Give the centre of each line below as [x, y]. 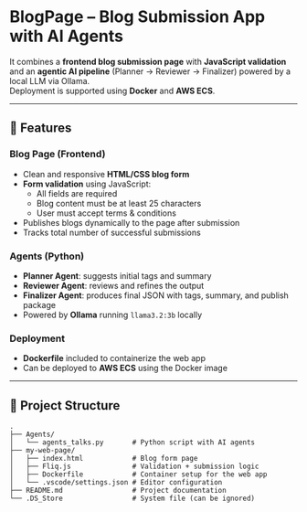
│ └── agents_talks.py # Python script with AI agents [132, 443]
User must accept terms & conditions [106, 213]
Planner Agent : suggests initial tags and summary [117, 275]
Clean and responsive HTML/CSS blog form [106, 174]
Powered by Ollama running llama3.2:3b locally [112, 315]
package [39, 304]
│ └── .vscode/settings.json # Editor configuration [116, 483]
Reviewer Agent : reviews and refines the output [113, 285]
